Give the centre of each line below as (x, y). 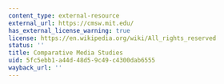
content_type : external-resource (64, 16)
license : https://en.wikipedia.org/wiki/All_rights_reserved (112, 38)
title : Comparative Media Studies (66, 53)
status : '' (26, 46)
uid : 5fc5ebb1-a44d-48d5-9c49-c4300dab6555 (82, 61)
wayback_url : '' (35, 68)
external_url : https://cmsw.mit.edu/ (71, 23)
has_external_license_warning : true (69, 30)
